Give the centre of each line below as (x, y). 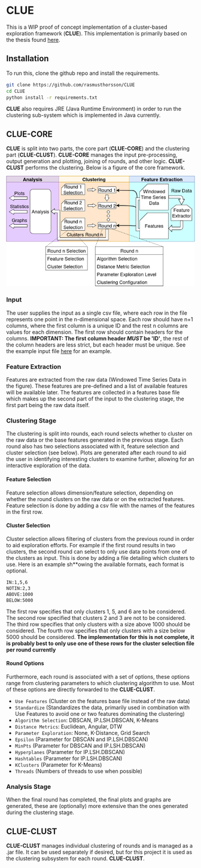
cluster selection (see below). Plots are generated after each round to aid (96, 453)
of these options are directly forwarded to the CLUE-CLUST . (81, 689)
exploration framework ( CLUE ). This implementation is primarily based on (97, 33)
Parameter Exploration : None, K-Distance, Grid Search (82, 733)
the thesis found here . (33, 40)
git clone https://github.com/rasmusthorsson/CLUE (71, 85)
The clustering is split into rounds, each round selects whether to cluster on (99, 434)
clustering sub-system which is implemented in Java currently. (83, 115)
